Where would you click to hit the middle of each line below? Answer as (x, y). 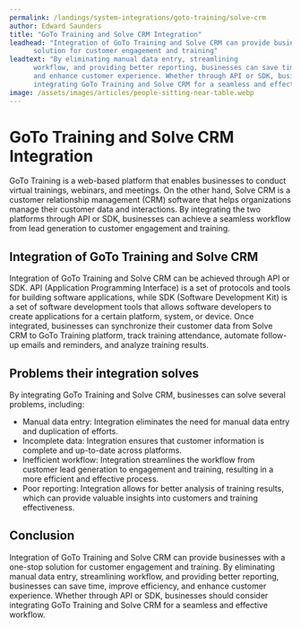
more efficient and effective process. (90, 479)
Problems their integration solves (104, 373)
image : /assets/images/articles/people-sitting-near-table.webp (132, 92)
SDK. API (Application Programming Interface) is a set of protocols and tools (150, 288)
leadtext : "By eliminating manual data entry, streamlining (124, 59)
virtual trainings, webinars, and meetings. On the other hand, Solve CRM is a (150, 190)
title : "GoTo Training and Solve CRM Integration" (106, 34)
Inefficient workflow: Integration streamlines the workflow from (138, 460)
